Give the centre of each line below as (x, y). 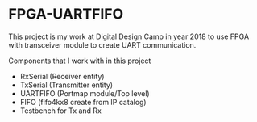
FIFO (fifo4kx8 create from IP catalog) (83, 102)
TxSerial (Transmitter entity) (66, 85)
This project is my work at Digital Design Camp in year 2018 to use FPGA (129, 36)
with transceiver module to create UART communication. (102, 44)
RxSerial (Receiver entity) (62, 76)
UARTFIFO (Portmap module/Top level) (85, 93)
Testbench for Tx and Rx (61, 111)
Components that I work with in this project (80, 61)
